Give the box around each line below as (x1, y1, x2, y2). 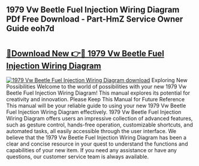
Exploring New (151, 77, 188, 83)
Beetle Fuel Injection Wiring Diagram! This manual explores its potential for (6, 89, 191, 96)
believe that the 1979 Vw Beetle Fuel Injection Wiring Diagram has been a (6, 134, 187, 141)
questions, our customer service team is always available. (6, 153, 149, 160)
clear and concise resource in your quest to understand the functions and (6, 140, 188, 147)
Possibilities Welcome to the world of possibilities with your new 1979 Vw (6, 83, 187, 90)
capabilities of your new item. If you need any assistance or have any (6, 147, 177, 153)
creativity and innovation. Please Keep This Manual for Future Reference (6, 96, 185, 102)
